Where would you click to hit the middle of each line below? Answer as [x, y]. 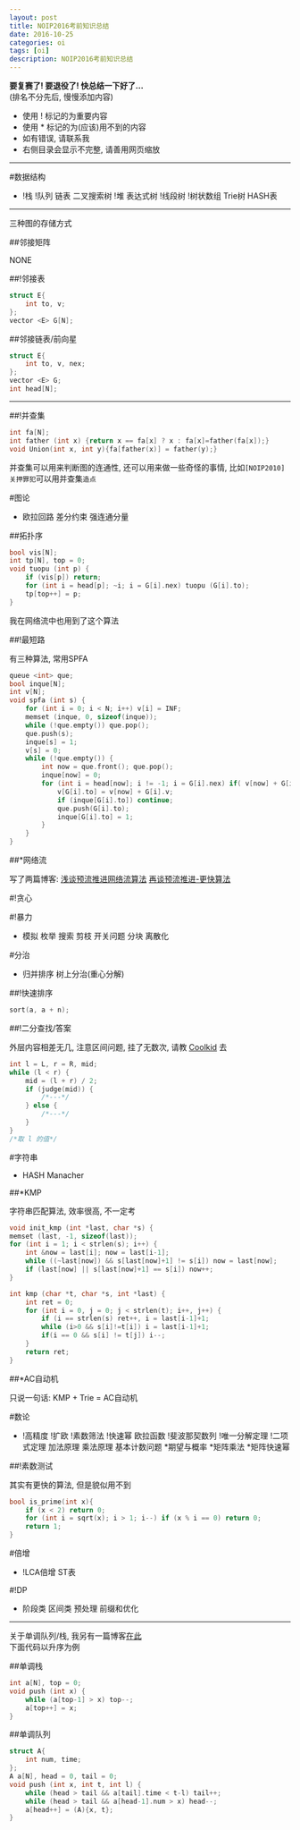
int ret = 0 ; [50, 1302]
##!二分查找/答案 [40, 1028]
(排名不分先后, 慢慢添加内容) [62, 97]
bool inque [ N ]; [37, 684]
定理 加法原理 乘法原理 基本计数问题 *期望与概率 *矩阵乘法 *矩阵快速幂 [160, 1446]
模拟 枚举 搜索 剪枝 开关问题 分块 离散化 [96, 936]
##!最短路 [27, 640]
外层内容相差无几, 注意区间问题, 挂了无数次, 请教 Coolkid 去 [118, 1046]
